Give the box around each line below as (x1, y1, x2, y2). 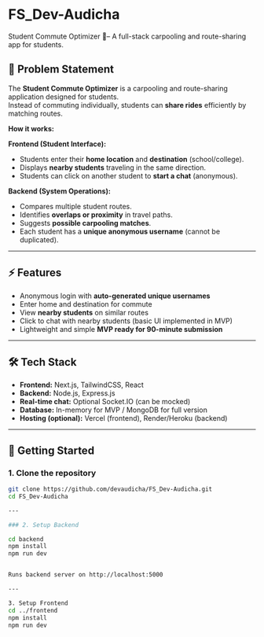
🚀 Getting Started (8, 444, 95, 457)
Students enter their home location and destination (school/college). (19, 154, 244, 164)
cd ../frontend (8, 606, 58, 614)
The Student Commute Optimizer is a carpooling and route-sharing (8, 83, 228, 93)
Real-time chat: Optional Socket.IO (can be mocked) (19, 397, 191, 407)
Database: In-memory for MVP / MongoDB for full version (19, 405, 208, 414)
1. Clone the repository (8, 467, 97, 478)
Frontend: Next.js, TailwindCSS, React (19, 380, 144, 390)
